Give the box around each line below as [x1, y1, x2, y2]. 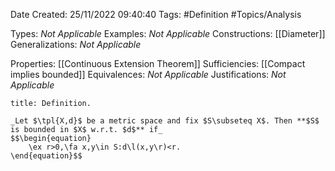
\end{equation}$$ [10, 151, 83, 161]
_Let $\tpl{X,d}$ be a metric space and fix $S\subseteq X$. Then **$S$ [10, 116, 320, 126]
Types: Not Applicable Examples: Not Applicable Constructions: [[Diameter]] [10, 28, 326, 39]
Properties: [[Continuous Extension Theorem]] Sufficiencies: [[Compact [10, 58, 306, 69]
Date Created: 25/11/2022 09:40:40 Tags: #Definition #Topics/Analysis [10, 9, 302, 20]
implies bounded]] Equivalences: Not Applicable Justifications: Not [10, 69, 287, 80]
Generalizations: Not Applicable [10, 39, 142, 50]
